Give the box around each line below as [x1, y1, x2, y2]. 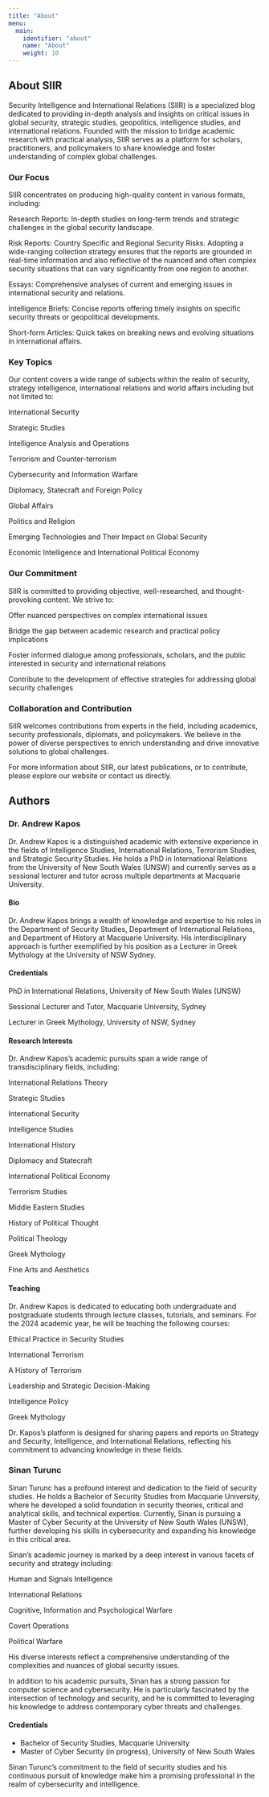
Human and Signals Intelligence [8, 1574, 113, 1584]
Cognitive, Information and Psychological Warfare [8, 1605, 173, 1614]
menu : [8, 19, 26, 27]
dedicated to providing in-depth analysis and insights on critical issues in [8, 109, 250, 118]
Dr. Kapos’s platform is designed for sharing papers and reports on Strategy [8, 1428, 259, 1437]
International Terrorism [8, 1350, 84, 1359]
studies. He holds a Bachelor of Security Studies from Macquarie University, [8, 1491, 261, 1501]
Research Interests [8, 1036, 73, 1045]
